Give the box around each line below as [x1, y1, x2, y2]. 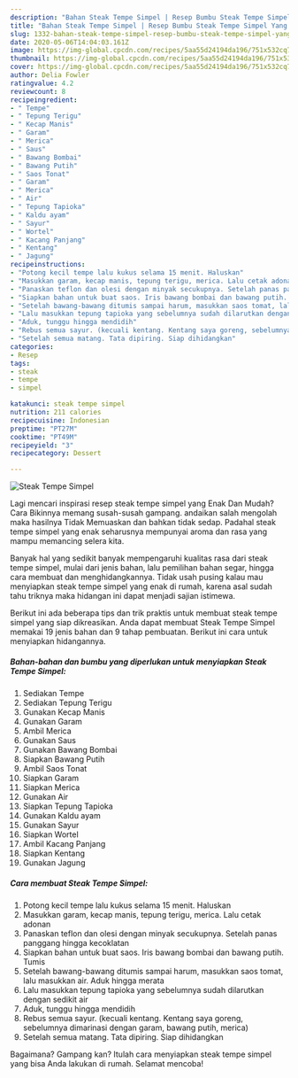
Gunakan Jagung [22, 857, 86, 868]
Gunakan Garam [22, 717, 83, 727]
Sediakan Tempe [22, 688, 85, 699]
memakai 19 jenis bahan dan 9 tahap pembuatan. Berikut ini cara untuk [10, 626, 268, 638]
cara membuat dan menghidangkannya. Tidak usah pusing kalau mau [10, 572, 264, 583]
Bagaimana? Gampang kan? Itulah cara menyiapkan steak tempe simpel [10, 1049, 272, 1059]
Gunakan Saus [22, 735, 76, 746]
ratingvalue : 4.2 [10, 79, 74, 88]
